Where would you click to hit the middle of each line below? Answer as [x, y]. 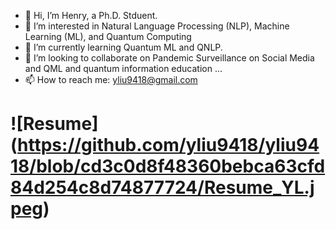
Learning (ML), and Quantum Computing [108, 36]
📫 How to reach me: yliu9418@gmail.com [111, 79]
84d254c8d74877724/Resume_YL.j [162, 187]
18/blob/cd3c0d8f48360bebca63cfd [168, 166]
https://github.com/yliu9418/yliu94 [168, 145]
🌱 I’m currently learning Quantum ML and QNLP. [123, 47]
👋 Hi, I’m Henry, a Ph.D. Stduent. [91, 15]
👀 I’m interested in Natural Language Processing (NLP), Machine [157, 26]
